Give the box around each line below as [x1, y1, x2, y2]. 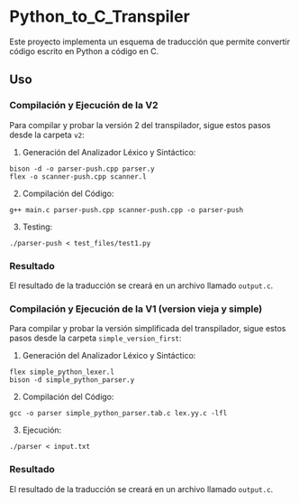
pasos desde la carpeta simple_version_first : [9, 332, 182, 344]
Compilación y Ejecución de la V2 [9, 99, 159, 112]
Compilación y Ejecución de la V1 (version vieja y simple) [9, 303, 263, 315]
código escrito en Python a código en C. [9, 45, 159, 56]
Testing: [22, 221, 53, 232]
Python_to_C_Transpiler [9, 6, 191, 27]
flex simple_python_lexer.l [9, 368, 115, 377]
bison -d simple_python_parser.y [9, 376, 135, 385]
